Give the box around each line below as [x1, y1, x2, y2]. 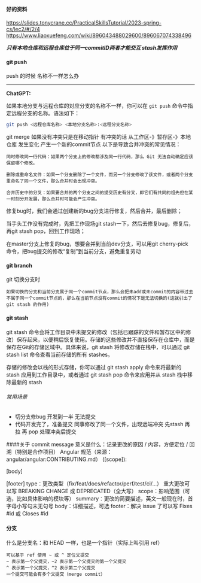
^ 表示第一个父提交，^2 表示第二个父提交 [6, 565, 96, 571]
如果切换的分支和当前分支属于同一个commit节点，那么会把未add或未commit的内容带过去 [6, 289, 193, 295]
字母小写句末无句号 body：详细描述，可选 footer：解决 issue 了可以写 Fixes [6, 502, 193, 509]
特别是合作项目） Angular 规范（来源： [16, 448, 112, 455]
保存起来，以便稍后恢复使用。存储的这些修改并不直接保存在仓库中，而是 [16, 336, 195, 343]
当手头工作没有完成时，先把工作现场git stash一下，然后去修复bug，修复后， [6, 220, 194, 227]
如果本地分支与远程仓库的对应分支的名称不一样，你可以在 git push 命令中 [6, 102, 188, 110]
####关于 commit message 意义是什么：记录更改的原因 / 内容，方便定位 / [6, 441, 188, 448]
